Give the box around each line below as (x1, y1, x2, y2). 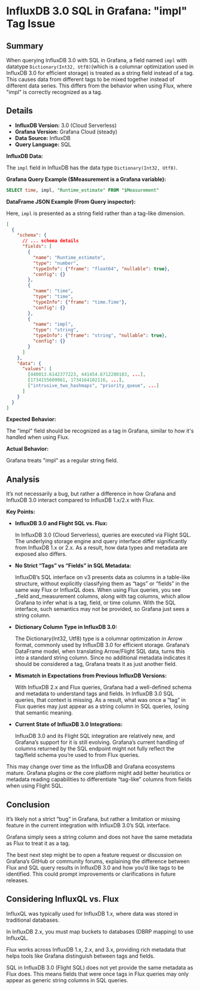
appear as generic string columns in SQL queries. (6, 976, 129, 983)
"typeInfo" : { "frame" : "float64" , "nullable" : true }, (32, 265, 170, 272)
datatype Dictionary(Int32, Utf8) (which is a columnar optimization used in (6, 63, 194, 70)
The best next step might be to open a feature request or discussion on (6, 852, 182, 859)
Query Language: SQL (14, 141, 72, 148)
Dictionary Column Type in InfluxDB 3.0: (14, 623, 118, 631)
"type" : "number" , (32, 260, 79, 266)
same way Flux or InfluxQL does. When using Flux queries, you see (14, 586, 181, 594)
